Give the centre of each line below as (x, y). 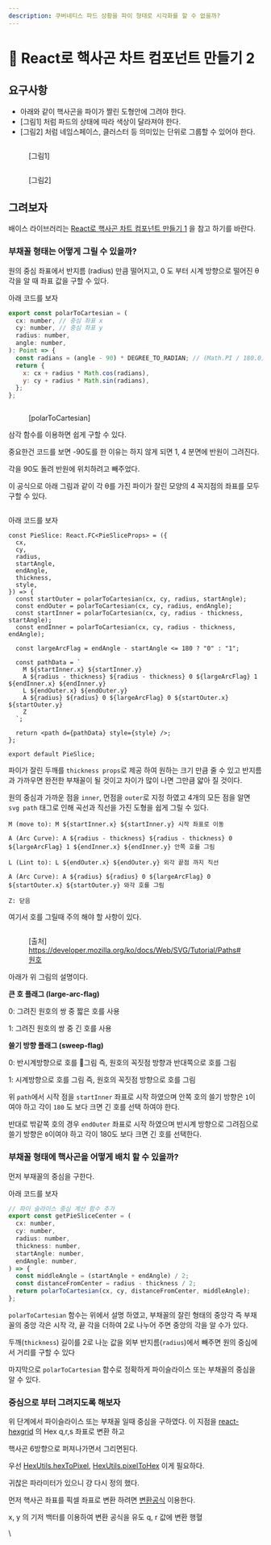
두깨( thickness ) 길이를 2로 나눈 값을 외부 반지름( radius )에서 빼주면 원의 (122, 1342)
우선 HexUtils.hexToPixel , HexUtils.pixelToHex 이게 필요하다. (106, 1466)
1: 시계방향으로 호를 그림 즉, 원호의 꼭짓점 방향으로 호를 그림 (102, 1080)
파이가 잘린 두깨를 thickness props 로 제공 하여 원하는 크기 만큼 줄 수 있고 (124, 770)
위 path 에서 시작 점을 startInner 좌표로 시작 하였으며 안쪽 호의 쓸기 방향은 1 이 (132, 1097)
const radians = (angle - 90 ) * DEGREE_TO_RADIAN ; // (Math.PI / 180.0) (140, 358)
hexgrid (21, 1431)
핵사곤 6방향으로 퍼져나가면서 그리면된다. (73, 1449)
